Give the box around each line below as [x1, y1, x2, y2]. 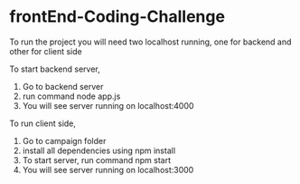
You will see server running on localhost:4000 [22, 100, 194, 111]
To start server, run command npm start [22, 154, 172, 165]
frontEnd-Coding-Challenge [9, 6, 226, 27]
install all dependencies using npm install [22, 145, 176, 156]
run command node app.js [22, 91, 121, 102]
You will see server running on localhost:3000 [22, 164, 194, 175]
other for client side [9, 45, 83, 56]
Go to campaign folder [22, 135, 107, 146]
